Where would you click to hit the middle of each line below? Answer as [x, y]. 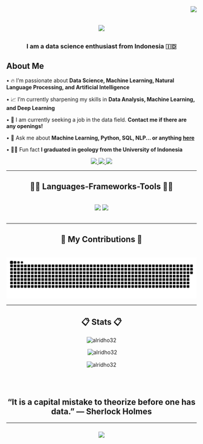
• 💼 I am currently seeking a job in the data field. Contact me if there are [97, 120]
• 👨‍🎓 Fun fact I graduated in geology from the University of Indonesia [95, 149]
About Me [25, 66]
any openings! [25, 126]
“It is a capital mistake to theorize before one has [101, 402]
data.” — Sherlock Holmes [101, 411]
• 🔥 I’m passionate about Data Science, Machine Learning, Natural [90, 80]
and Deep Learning [31, 108]
